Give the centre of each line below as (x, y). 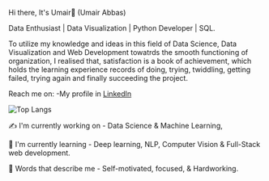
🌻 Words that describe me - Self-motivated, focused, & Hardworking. (124, 168)
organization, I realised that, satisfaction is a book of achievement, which (130, 61)
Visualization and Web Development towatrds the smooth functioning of (128, 52)
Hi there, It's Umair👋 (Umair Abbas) (67, 13)
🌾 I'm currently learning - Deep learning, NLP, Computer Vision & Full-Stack (134, 144)
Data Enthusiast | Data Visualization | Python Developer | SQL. (112, 28)
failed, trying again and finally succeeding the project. (98, 78)
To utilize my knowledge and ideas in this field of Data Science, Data (123, 44)
